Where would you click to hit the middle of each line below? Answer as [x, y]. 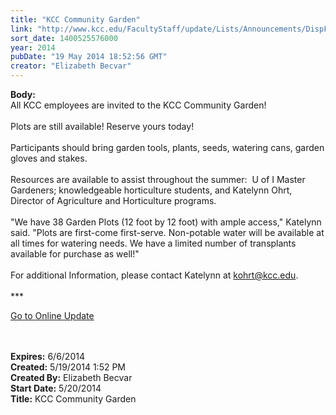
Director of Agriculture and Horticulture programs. [113, 200]
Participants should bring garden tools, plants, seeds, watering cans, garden [167, 147]
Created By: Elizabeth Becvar [71, 377]
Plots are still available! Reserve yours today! [102, 126]
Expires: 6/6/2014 [47, 356]
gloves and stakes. [49, 158]
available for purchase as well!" [75, 254]
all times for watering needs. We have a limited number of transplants [153, 243]
